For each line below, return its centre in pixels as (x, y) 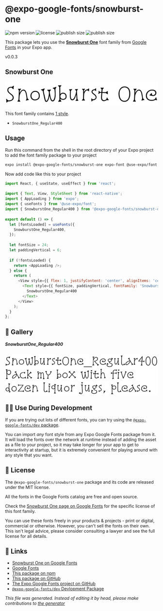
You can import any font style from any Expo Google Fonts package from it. (81, 434)
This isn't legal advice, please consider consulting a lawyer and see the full (80, 531)
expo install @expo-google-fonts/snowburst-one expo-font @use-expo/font (81, 165)
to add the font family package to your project (51, 155)
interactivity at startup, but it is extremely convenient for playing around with (81, 450)
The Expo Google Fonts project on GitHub (54, 584)
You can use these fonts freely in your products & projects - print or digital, (80, 521)
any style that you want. (29, 455)
